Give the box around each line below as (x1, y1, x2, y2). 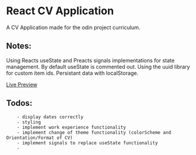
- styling (17, 119, 42, 125)
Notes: (6, 41, 31, 51)
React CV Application (6, 4, 114, 18)
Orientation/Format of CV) (6, 135, 73, 141)
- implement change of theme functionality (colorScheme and (17, 129, 171, 135)
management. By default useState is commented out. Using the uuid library (6, 63, 190, 70)
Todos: (6, 98, 33, 108)
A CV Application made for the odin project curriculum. (6, 24, 141, 31)
